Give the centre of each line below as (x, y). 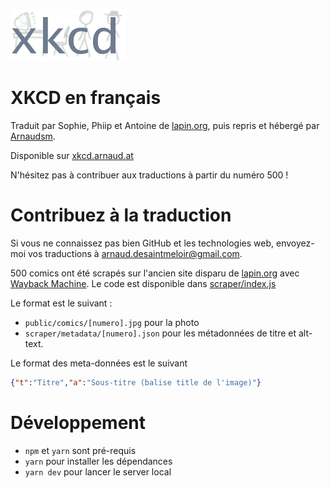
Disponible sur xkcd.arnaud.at (72, 155)
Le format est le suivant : (61, 303)
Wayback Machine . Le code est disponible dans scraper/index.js (143, 283)
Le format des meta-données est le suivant (99, 363)
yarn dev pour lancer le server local (98, 471)
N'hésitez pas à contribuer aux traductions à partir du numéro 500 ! (149, 175)
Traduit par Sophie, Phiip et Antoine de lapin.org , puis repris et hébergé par (165, 125)
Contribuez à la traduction (121, 215)
